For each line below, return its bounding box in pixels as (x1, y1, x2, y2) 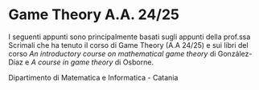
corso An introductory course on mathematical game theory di (8, 49, 216, 58)
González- (217, 49, 253, 58)
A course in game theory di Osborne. (31, 57, 154, 67)
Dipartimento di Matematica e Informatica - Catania (8, 72, 179, 82)
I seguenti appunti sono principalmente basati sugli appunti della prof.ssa (8, 32, 251, 41)
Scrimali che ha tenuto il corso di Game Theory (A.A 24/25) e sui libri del (8, 40, 249, 49)
